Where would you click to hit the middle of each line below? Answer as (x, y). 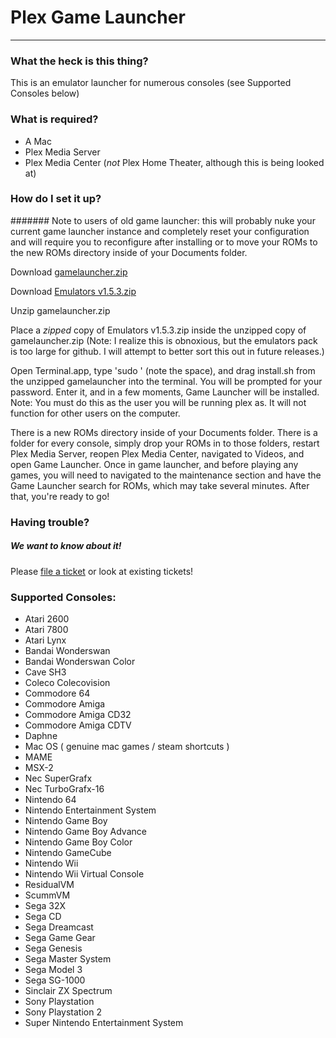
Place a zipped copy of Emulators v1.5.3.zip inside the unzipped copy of (158, 330)
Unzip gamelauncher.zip (60, 310)
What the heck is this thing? (79, 61)
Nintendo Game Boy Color (78, 842)
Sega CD (43, 917)
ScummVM (47, 895)
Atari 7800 (46, 630)
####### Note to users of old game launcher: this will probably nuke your (163, 220)
